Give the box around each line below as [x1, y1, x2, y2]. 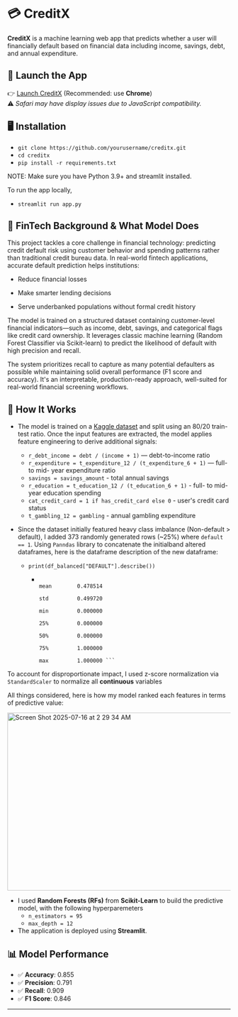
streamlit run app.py [17, 200, 81, 208]
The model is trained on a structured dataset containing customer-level [7, 317, 215, 325]
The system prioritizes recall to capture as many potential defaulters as [7, 360, 215, 369]
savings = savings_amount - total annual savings [28, 473, 169, 483]
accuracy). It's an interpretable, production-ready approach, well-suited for [7, 375, 227, 384]
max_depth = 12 [28, 920, 73, 928]
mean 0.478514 [38, 583, 103, 590]
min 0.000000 [38, 608, 103, 615]
